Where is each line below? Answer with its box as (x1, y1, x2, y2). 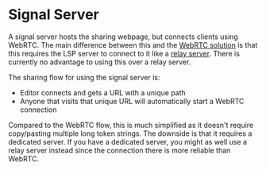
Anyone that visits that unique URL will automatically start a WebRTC (19, 96, 245, 106)
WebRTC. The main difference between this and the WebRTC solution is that (8, 40, 258, 49)
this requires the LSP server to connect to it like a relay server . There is (8, 48, 241, 58)
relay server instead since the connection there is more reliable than (8, 145, 231, 155)
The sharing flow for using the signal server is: (8, 72, 160, 82)
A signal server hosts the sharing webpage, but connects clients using (8, 32, 238, 41)
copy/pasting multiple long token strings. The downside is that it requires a (8, 129, 253, 138)
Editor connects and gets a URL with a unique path (19, 87, 187, 97)
